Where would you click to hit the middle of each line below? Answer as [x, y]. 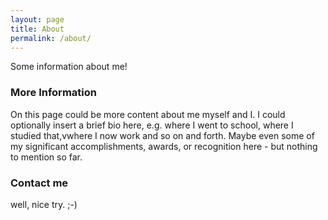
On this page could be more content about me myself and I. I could [148, 114]
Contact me [39, 183]
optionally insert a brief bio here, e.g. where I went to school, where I [152, 125]
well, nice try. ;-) [44, 204]
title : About [37, 29]
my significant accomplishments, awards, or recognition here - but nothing [164, 146]
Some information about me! [69, 67]
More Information [53, 93]
